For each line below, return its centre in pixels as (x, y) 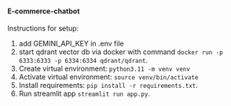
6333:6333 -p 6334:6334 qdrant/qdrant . (83, 60)
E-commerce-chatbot (44, 11)
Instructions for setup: (43, 28)
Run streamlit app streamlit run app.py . (84, 93)
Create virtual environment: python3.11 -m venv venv (104, 69)
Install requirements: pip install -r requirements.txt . (108, 86)
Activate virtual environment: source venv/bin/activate (108, 77)
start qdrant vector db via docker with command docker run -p (121, 52)
